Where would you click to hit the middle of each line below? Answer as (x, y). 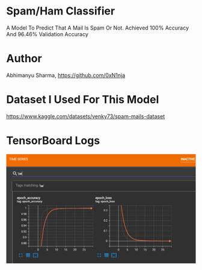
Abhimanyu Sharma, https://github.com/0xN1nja (66, 75)
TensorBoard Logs (53, 140)
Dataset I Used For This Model (83, 100)
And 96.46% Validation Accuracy (47, 34)
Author (24, 59)
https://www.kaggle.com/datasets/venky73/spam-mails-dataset (86, 116)
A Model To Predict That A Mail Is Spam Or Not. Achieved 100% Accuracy (98, 28)
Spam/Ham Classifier (61, 11)
